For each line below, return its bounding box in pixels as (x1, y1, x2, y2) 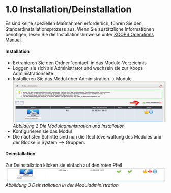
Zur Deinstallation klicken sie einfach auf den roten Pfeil (5, 162, 122, 168)
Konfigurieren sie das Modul (12, 128, 72, 134)
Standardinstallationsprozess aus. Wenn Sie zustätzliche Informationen (5, 25, 154, 32)
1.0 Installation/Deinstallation (5, 4, 132, 15)
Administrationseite (12, 70, 53, 77)
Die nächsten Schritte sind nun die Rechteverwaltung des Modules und (12, 133, 162, 140)
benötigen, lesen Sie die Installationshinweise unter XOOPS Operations (5, 31, 154, 37)
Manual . (5, 37, 22, 43)
